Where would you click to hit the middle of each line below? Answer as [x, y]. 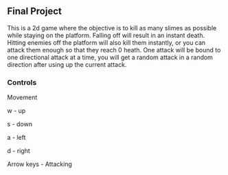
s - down [20, 124]
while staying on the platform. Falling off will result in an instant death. [106, 35]
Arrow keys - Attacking [39, 164]
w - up [16, 111]
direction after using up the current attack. [67, 64]
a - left [16, 138]
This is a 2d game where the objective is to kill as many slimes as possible [112, 28]
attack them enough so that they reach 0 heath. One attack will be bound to [114, 50]
